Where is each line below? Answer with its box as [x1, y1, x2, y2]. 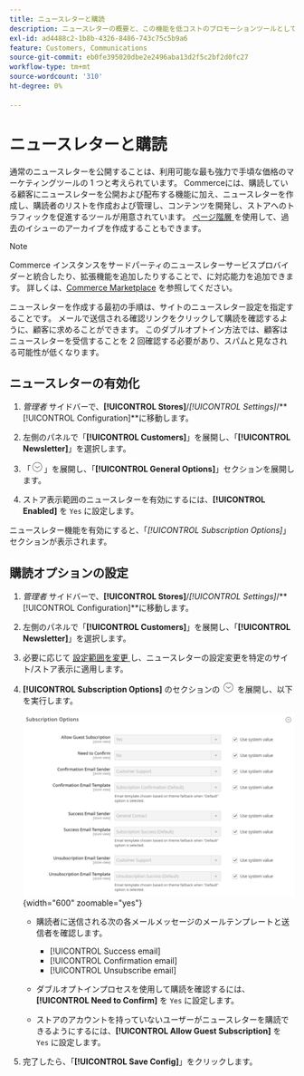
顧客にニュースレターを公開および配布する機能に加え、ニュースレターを [16, 189, 287, 199]
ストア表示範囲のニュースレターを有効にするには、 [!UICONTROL [22, 494, 266, 505]
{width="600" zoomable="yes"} [22, 897, 143, 908]
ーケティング [9, 177, 57, 188]
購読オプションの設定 [9, 565, 128, 580]
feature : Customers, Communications [9, 44, 147, 53]
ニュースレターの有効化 [9, 375, 140, 391]
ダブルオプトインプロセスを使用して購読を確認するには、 [35, 984, 251, 994]
